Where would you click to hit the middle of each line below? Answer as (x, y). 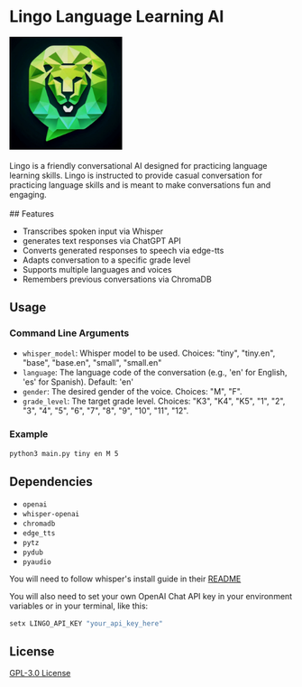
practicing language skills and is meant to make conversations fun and (140, 185)
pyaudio (37, 562)
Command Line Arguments (69, 333)
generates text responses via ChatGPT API (102, 240)
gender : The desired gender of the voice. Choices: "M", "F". (132, 391)
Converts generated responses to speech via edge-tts (123, 250)
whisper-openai (51, 514)
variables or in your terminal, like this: (79, 606)
